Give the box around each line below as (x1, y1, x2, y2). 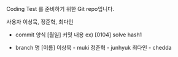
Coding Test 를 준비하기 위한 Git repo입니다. (6, 5, 115, 12)
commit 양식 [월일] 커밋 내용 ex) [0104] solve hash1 (15, 31, 142, 38)
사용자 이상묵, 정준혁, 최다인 (6, 18, 74, 25)
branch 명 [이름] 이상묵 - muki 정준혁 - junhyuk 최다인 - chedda (15, 44, 172, 51)
